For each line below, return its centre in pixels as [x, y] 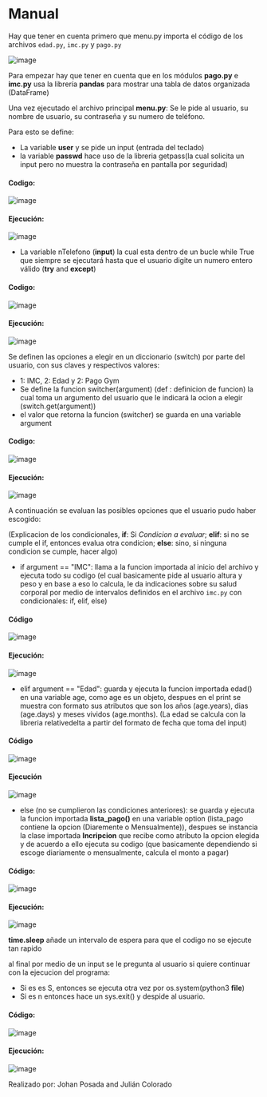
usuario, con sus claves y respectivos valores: [84, 365]
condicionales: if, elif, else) [63, 601]
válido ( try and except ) [58, 269]
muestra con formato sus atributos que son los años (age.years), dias [134, 705]
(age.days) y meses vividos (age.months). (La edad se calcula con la [133, 714]
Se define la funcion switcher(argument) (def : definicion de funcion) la [136, 389]
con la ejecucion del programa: [59, 972]
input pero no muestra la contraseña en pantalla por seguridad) [124, 164]
